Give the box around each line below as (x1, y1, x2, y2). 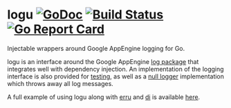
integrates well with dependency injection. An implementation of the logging (7, 65, 224, 73)
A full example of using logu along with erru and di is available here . (7, 93, 201, 101)
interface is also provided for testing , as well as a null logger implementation (7, 72, 225, 80)
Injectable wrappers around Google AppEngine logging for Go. (7, 44, 185, 52)
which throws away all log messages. (7, 79, 114, 87)
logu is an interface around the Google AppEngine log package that (7, 57, 199, 65)
